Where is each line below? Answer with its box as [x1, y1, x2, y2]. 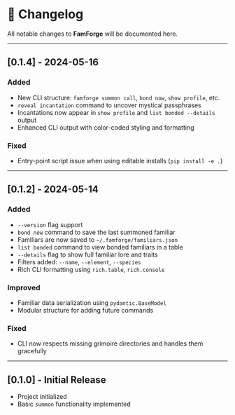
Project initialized [17, 393, 68, 401]
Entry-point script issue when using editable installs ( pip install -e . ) [17, 156, 223, 165]
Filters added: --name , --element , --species [17, 257, 141, 266]
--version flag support [17, 220, 83, 229]
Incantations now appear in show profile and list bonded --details [17, 108, 215, 116]
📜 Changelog [7, 6, 84, 22]
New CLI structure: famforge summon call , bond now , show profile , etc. [17, 93, 220, 102]
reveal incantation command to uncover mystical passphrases [17, 101, 201, 109]
